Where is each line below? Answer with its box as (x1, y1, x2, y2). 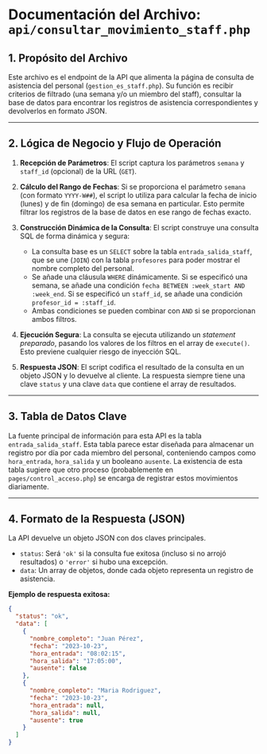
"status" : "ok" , (15, 612, 69, 621)
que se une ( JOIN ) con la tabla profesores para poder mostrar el (31, 255, 241, 265)
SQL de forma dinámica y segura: (19, 231, 130, 241)
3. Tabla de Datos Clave (8, 410, 127, 423)
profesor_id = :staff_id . (31, 297, 117, 307)
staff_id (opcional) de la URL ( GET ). (19, 166, 137, 176)
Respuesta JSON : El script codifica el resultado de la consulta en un (19, 362, 245, 371)
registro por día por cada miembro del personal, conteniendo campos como (8, 448, 257, 458)
